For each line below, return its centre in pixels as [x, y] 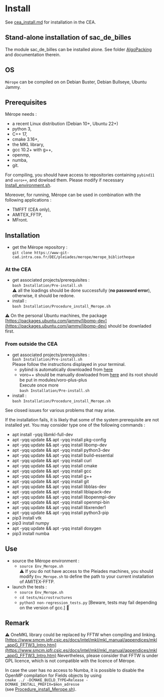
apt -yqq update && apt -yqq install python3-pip [60, 513]
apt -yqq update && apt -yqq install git [51, 481]
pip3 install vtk [27, 517]
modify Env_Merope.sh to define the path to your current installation [87, 576]
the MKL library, [28, 145]
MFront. [20, 220]
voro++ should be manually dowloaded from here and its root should [88, 374]
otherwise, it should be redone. [43, 296]
